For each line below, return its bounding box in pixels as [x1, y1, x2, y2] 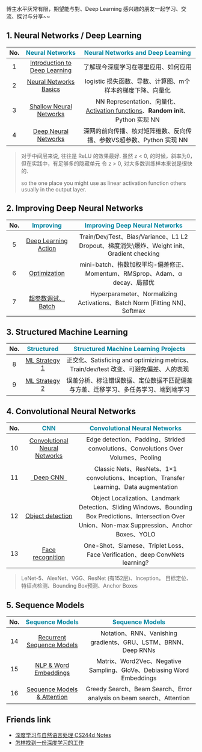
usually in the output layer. [20, 185, 87, 193]
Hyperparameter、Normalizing [90, 290, 177, 298]
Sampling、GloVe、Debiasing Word [88, 666, 189, 674]
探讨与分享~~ [16, 13, 50, 20]
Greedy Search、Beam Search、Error [85, 685, 192, 694]
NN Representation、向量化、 [95, 97, 180, 105]
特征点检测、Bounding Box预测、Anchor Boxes [20, 582, 138, 589]
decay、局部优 [112, 278, 155, 287]
